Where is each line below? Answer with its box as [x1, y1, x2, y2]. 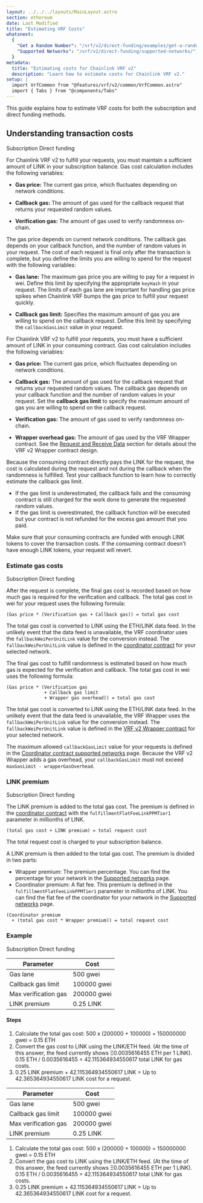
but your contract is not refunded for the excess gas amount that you [14, 515, 187, 522]
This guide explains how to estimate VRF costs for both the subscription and [6, 104, 196, 112]
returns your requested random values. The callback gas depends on [14, 384, 188, 392]
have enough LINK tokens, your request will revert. [6, 546, 133, 554]
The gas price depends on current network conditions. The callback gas [6, 235, 186, 243]
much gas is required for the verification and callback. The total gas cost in [6, 593, 193, 600]
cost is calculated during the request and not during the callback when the [6, 464, 192, 472]
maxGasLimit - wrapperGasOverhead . [6, 762, 95, 769]
